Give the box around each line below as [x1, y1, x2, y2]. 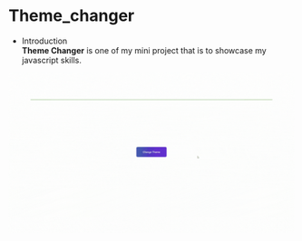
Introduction [21, 35, 68, 46]
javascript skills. [21, 54, 83, 65]
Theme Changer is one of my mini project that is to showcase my [21, 44, 267, 55]
